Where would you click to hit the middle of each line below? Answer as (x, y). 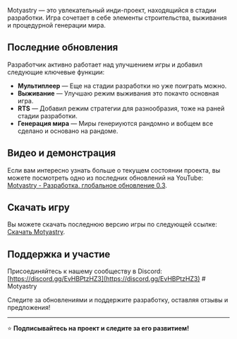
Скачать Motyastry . (36, 232)
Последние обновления (63, 48)
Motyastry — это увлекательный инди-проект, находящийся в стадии (112, 10)
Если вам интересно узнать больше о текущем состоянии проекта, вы (114, 170)
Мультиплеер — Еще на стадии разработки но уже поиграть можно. (122, 86)
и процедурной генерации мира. (56, 25)
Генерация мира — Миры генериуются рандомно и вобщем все (115, 123)
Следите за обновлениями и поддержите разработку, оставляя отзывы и (118, 300)
